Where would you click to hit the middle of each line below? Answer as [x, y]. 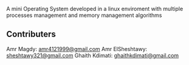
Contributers [31, 34]
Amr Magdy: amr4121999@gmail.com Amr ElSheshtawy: [77, 49]
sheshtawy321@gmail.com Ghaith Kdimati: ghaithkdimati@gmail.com [93, 55]
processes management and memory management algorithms [84, 15]
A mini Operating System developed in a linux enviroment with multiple [95, 9]
